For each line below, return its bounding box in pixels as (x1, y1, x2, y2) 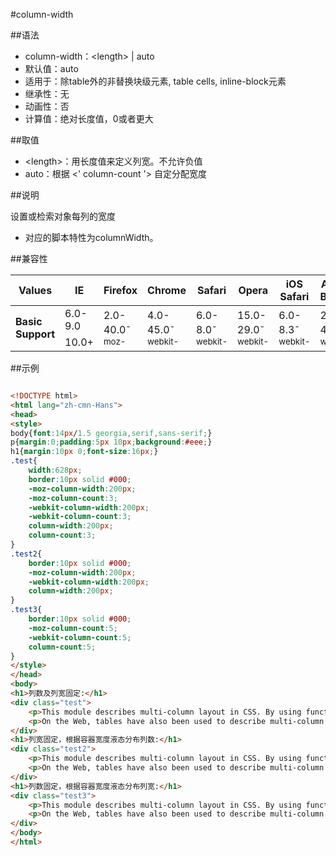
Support (15, 327, 56, 341)
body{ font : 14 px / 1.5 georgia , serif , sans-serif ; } (10, 428, 213, 438)
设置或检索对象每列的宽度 (10, 210, 116, 222)
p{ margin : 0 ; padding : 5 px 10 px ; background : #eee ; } (10, 437, 213, 448)
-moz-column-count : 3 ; (28, 493, 118, 503)
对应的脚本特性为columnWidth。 (24, 232, 159, 243)
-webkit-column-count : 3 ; (28, 512, 132, 522)
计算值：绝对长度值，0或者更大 (24, 113, 154, 124)
